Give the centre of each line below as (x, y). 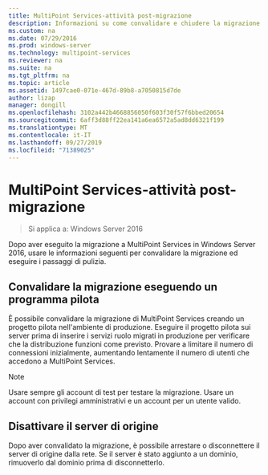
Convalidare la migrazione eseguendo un (113, 287)
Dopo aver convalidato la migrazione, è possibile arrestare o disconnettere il (134, 445)
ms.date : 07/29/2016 (43, 38)
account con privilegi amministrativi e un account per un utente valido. (125, 401)
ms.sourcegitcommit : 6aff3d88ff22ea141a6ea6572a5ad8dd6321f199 (116, 120)
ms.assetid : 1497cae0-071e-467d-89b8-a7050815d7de (95, 90)
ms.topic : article (39, 83)
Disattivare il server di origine (83, 426)
